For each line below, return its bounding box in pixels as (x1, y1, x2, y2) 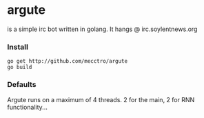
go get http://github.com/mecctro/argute (7, 58, 128, 65)
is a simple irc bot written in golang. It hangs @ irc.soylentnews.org (7, 25, 198, 33)
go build (7, 64, 32, 71)
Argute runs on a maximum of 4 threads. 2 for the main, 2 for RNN (7, 95, 195, 104)
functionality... (7, 103, 48, 111)
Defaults (7, 80, 37, 90)
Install (7, 42, 29, 52)
